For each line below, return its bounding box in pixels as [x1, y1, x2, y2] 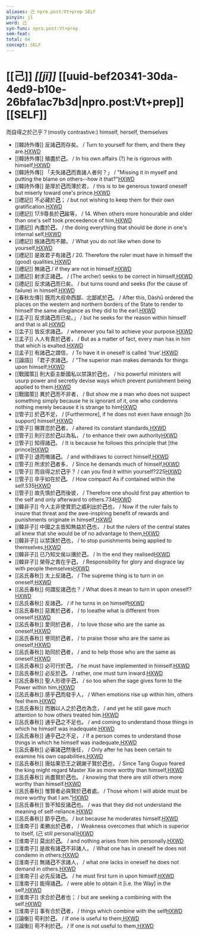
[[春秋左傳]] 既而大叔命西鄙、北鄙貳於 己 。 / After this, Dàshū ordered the [14, 293, 194, 301]
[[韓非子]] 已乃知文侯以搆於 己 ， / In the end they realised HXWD [14, 550, 170, 558]
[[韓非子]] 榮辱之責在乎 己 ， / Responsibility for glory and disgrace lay [14, 558, 185, 565]
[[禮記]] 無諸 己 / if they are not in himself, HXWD [14, 265, 132, 272]
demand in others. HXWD [14, 865, 76, 872]
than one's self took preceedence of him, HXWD [14, 216, 132, 224]
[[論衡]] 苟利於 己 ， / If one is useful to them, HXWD [14, 915, 140, 922]
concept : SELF [6, 42, 42, 48]
